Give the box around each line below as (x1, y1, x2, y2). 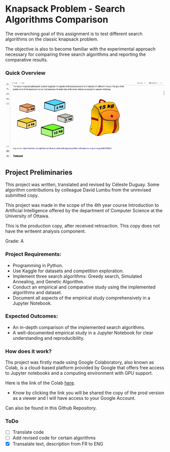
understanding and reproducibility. (12, 335, 85, 341)
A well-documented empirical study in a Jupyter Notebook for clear (12, 330, 153, 336)
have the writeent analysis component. (5, 228, 86, 234)
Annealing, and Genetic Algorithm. (12, 278, 84, 284)
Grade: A (5, 238, 24, 244)
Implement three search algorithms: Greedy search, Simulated (12, 273, 143, 279)
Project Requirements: (5, 251, 62, 258)
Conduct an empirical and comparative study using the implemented (12, 284, 156, 290)
